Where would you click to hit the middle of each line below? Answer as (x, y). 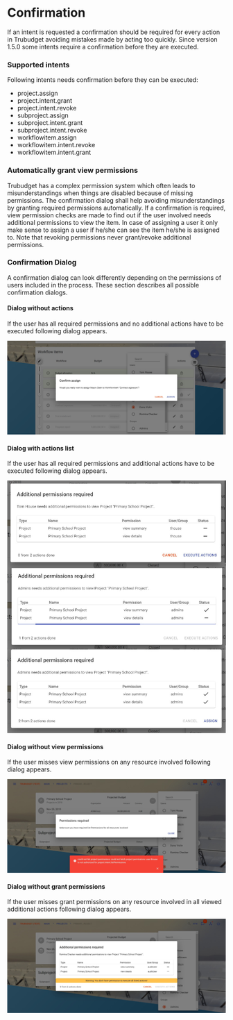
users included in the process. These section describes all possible (103, 285)
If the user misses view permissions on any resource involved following (109, 762)
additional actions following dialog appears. (69, 909)
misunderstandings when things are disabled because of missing (100, 193)
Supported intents (38, 65)
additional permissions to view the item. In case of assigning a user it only (113, 222)
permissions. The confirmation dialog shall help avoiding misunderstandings (116, 200)
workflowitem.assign (47, 137)
